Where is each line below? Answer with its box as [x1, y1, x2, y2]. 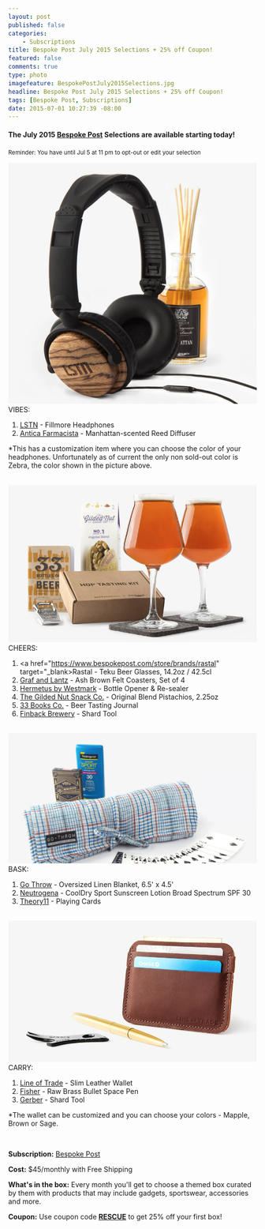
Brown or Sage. [8, 1118, 59, 1128]
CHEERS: [8, 643, 38, 652]
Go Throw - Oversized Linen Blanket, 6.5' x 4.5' [19, 879, 174, 889]
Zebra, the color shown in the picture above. [8, 460, 152, 470]
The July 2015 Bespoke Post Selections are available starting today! [8, 130, 235, 139]
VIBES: [8, 404, 31, 414]
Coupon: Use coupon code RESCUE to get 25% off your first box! [8, 1212, 222, 1221]
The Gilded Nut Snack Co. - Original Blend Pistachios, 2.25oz [19, 692, 219, 701]
